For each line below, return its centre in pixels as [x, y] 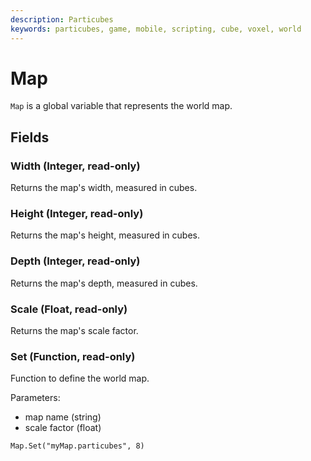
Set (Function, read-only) [73, 356]
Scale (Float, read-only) [69, 309]
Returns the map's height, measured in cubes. [105, 235]
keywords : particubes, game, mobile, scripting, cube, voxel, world [156, 29]
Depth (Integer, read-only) [75, 261]
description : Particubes [62, 19]
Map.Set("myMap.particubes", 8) [77, 446]
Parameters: [35, 398]
